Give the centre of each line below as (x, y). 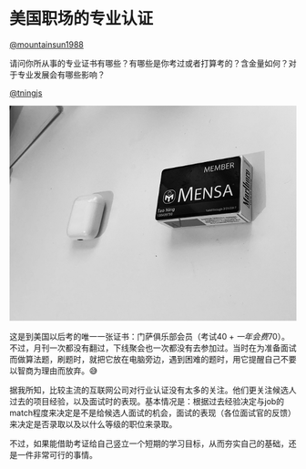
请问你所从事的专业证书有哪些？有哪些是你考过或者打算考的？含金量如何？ (149, 63)
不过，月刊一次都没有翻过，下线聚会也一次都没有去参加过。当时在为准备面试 (153, 348)
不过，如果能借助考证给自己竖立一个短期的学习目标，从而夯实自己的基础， (149, 444)
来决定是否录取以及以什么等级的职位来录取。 (93, 424)
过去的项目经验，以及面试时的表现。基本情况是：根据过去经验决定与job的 (147, 402)
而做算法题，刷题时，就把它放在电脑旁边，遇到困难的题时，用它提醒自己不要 (153, 360)
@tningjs (26, 93)
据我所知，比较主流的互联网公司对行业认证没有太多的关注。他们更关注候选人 (153, 390)
